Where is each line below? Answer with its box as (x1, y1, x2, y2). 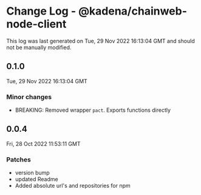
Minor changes (6, 92, 52, 101)
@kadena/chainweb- (78, 4, 187, 18)
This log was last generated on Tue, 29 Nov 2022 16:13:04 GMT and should (6, 37, 196, 44)
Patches (6, 155, 32, 163)
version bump (15, 169, 50, 177)
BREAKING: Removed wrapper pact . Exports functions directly (15, 106, 171, 114)
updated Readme (15, 176, 59, 183)
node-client (6, 17, 67, 31)
